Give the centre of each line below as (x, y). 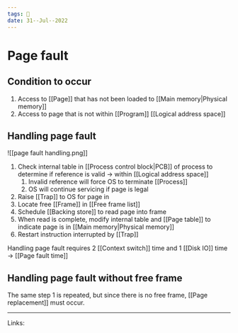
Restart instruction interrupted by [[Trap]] (78, 235)
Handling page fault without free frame (95, 278)
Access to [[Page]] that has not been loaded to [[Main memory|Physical (123, 98)
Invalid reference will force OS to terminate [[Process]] (108, 182)
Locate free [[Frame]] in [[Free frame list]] (79, 204)
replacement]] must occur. (46, 303)
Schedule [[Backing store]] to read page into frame (92, 212)
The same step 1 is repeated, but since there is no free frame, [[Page (107, 295)
